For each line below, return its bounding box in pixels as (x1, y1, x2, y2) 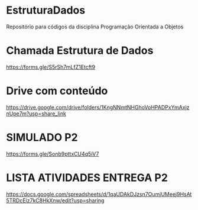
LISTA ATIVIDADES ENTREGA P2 (6, 171, 168, 184)
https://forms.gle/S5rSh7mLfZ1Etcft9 (6, 63, 96, 70)
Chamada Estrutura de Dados (6, 44, 154, 57)
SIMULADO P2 (6, 131, 78, 144)
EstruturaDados (6, 4, 86, 17)
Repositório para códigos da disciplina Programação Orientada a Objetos (6, 23, 184, 30)
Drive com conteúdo (6, 84, 108, 98)
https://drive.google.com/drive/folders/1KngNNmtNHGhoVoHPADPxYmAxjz (6, 104, 190, 111)
